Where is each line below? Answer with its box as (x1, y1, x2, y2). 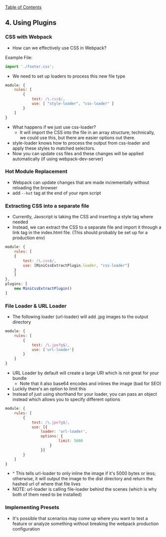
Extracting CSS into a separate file (5, 202, 89, 209)
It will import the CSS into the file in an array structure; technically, (19, 129, 155, 135)
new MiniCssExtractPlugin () (14, 286, 72, 291)
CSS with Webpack (5, 33, 53, 40)
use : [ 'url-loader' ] (31, 347, 74, 352)
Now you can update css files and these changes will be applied (12, 150, 144, 156)
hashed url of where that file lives (12, 481, 81, 487)
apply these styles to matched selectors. (12, 145, 96, 151)
